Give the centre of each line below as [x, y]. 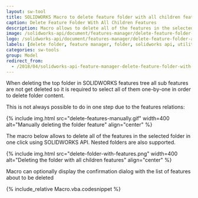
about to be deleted [30, 178]
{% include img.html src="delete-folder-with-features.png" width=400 [92, 154]
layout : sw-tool [26, 11]
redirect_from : [25, 61]
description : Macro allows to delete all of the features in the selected [100, 28]
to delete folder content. [35, 95]
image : [14, 34]
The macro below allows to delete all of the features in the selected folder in [98, 136]
